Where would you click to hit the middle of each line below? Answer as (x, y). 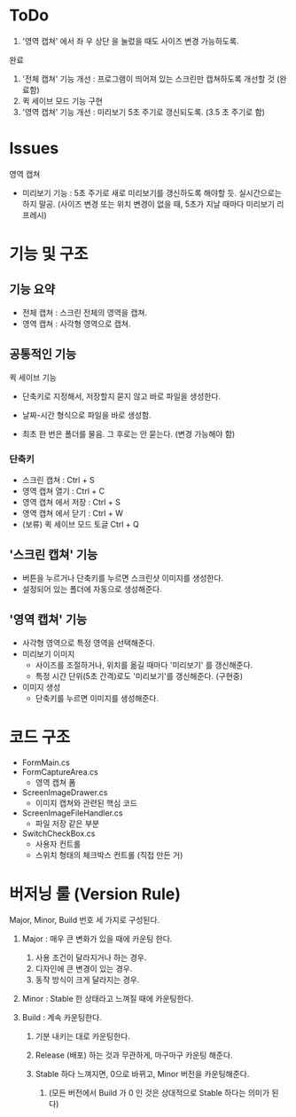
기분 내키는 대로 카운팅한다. (82, 1036)
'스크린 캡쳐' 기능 (54, 555)
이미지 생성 (41, 687)
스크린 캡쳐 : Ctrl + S (58, 480)
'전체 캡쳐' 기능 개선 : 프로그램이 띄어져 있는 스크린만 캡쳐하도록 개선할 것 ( (151, 78)
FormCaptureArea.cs (60, 771)
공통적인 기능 (43, 354)
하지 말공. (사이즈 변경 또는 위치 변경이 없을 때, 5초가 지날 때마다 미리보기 (148, 204)
